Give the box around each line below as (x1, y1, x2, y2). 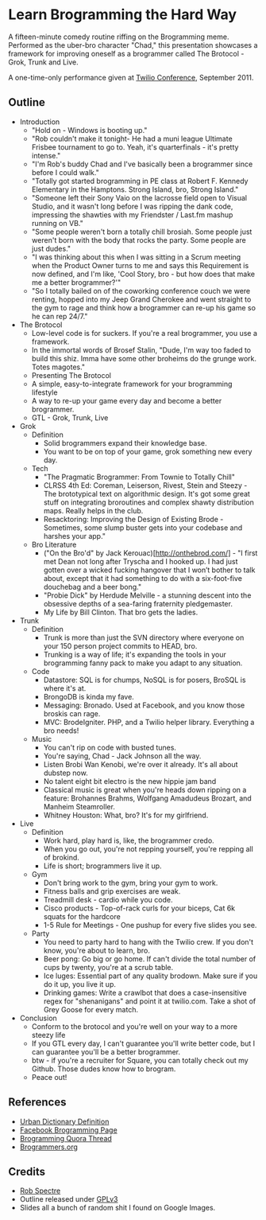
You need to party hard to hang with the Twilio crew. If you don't (43, 937, 254, 946)
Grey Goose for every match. (43, 1004, 139, 1014)
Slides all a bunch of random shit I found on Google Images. (19, 1203, 216, 1213)
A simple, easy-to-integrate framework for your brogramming (31, 379, 233, 388)
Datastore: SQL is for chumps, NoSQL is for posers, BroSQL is (43, 675, 246, 684)
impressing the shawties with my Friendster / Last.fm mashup (31, 209, 233, 220)
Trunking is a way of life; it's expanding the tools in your (43, 649, 226, 659)
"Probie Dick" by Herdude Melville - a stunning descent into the (43, 591, 252, 600)
